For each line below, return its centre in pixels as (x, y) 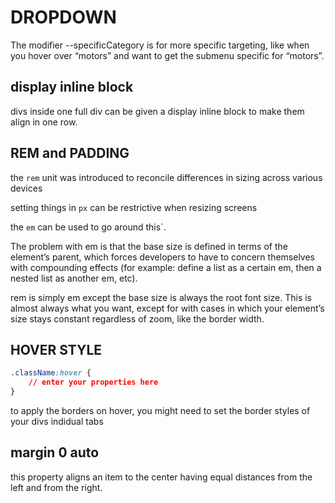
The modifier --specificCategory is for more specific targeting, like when (160, 45)
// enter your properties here (93, 382)
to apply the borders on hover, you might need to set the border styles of (160, 410)
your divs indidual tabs (57, 421)
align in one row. (44, 122)
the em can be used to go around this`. (88, 227)
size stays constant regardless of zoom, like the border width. (137, 318)
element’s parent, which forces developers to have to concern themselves (162, 257)
